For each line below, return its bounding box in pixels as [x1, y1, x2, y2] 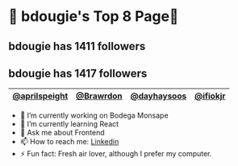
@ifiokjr [194, 90, 226, 102]
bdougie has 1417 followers [8, 66, 148, 80]
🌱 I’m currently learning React [19, 119, 119, 129]
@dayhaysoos [130, 90, 187, 102]
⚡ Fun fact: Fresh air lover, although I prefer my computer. [19, 149, 212, 159]
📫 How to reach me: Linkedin [19, 137, 119, 147]
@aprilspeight [12, 90, 69, 102]
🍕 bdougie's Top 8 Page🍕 [8, 7, 179, 26]
